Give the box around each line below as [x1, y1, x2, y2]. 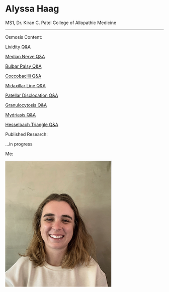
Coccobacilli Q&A [5, 73, 42, 79]
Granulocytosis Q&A [5, 102, 47, 108]
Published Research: [5, 131, 48, 137]
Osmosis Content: [5, 34, 43, 40]
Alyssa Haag [5, 3, 59, 15]
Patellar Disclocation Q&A [5, 92, 58, 98]
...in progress [5, 141, 33, 147]
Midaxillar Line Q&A [5, 82, 46, 88]
